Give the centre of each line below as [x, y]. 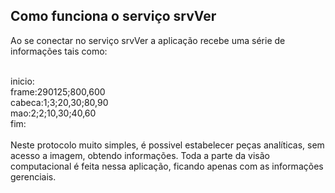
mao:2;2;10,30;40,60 [53, 113]
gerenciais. [33, 176]
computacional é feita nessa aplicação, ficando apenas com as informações [167, 166]
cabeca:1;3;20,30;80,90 [59, 102]
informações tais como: [59, 51]
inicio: [22, 81]
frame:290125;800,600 [58, 91]
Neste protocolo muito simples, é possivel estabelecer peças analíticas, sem [167, 145]
